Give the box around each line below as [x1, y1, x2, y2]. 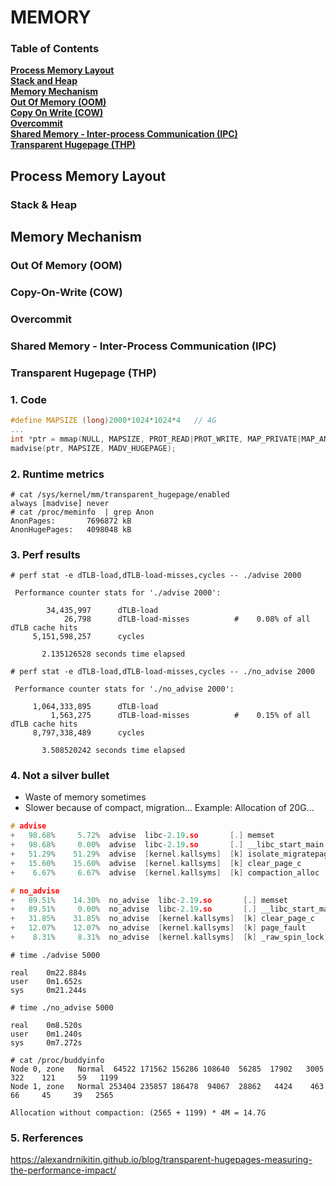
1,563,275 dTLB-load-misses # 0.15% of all [50, 711, 311, 721]
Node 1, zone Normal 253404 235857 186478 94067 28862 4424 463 [10, 1081, 325, 1091]
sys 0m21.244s [10, 985, 87, 995]
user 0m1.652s [10, 976, 83, 986]
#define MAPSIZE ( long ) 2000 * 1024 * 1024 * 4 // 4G [10, 416, 217, 426]
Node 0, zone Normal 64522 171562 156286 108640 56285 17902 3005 [10, 1064, 325, 1074]
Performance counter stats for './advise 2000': [14, 588, 222, 598]
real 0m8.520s [10, 1020, 83, 1030]
